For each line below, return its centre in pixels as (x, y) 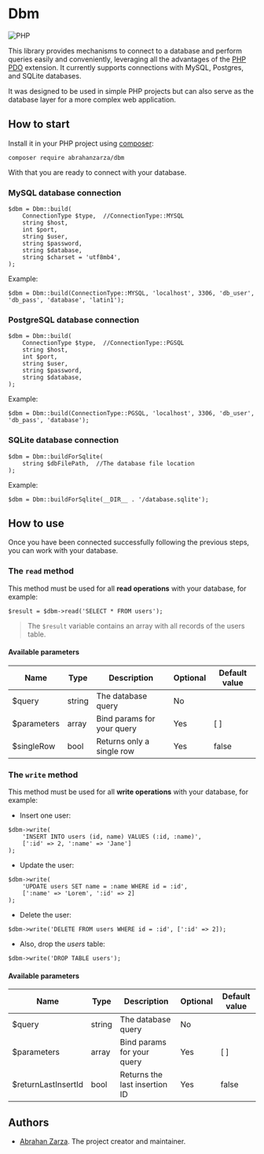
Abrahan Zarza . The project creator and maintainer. (103, 1141)
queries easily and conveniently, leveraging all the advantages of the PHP (127, 59)
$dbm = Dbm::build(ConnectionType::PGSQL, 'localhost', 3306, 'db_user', (132, 414)
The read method (41, 571)
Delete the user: (46, 915)
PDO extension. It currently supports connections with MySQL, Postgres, (126, 67)
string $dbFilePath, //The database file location (108, 463)
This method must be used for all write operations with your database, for (128, 792)
